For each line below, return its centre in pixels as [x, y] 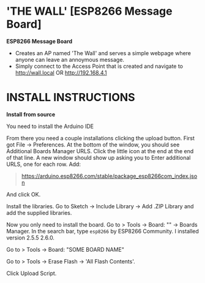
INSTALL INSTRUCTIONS [71, 98]
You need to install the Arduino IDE [50, 126]
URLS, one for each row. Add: [44, 164]
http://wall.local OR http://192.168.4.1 [61, 72]
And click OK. [24, 194]
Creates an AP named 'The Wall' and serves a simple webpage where [103, 53]
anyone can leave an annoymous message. [69, 59]
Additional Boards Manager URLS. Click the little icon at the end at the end [100, 151]
